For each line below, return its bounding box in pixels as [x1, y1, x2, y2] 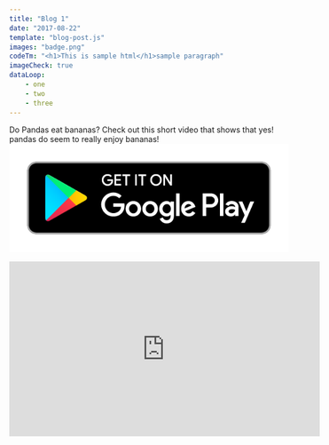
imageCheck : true [9, 61, 74, 70]
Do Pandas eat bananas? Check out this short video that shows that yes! [9, 124, 274, 135]
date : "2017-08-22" [9, 23, 82, 33]
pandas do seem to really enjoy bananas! [9, 133, 160, 144]
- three [25, 99, 53, 107]
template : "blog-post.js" [9, 33, 105, 42]
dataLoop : [9, 71, 46, 80]
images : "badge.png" [9, 43, 86, 52]
